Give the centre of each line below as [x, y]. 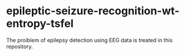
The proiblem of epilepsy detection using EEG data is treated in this [89, 40]
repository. [20, 46]
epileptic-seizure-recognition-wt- [93, 11]
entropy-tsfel [40, 24]
